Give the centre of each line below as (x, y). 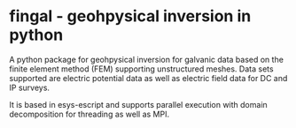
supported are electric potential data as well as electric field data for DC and (148, 78)
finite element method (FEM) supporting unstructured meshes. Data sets (141, 69)
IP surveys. (30, 87)
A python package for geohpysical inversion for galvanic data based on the (146, 59)
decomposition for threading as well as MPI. (90, 114)
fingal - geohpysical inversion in (130, 16)
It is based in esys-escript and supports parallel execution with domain (138, 104)
